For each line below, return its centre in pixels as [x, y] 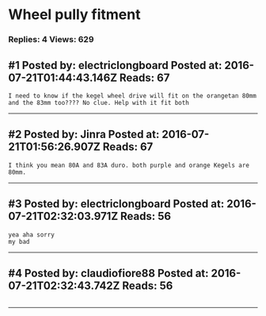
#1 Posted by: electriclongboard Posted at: [115, 65]
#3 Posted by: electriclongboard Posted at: [116, 204]
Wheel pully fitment [74, 15]
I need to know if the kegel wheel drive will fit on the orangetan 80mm [133, 96]
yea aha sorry [32, 235]
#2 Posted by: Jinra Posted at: [84, 135]
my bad [19, 241]
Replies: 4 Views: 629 [51, 40]
